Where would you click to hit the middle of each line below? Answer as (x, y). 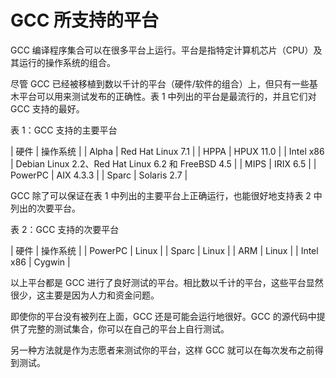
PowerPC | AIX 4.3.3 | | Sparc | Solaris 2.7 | (99, 175)
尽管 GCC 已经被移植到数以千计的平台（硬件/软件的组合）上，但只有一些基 (164, 83)
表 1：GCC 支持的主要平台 (64, 130)
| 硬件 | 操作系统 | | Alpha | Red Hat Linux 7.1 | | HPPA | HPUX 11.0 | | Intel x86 (167, 151)
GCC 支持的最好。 (47, 108)
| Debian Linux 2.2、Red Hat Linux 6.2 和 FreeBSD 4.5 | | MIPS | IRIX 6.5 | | (163, 163)
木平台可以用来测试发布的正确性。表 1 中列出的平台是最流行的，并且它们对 (163, 96)
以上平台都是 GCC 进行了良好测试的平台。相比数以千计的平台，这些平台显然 (167, 282)
